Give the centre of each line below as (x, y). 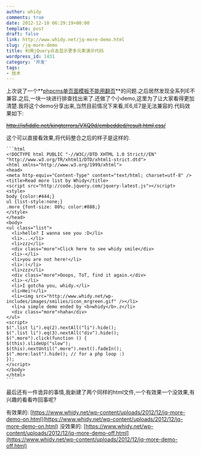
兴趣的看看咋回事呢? (31, 400)
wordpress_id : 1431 (31, 56)
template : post (25, 29)
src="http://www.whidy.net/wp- (75, 297)
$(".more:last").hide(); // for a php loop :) (65, 354)
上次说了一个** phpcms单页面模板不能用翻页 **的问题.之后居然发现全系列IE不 (101, 91)
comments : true (25, 17)
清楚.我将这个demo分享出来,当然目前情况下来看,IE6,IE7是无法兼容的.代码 (96, 106)
